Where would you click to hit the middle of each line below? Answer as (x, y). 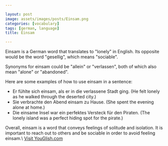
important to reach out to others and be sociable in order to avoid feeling (80, 133)
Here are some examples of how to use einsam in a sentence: (69, 82)
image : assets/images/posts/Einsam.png (47, 19)
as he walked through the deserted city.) (54, 97)
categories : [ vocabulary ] (32, 24)
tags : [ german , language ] (32, 28)
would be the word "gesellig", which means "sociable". (62, 57)
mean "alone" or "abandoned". (37, 72)
